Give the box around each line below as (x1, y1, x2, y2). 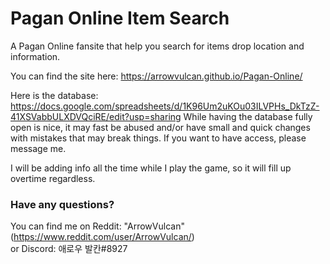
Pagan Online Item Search (10, 7, 230, 30)
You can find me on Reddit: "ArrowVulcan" (10, 220, 185, 232)
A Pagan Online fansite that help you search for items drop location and (10, 40, 305, 52)
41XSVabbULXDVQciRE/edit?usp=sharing (10, 110, 182, 122)
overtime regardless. (10, 172, 96, 184)
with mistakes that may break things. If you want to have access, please (10, 132, 307, 144)
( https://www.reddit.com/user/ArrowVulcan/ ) (10, 231, 195, 243)
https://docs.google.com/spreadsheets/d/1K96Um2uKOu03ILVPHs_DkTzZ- (10, 100, 320, 112)
